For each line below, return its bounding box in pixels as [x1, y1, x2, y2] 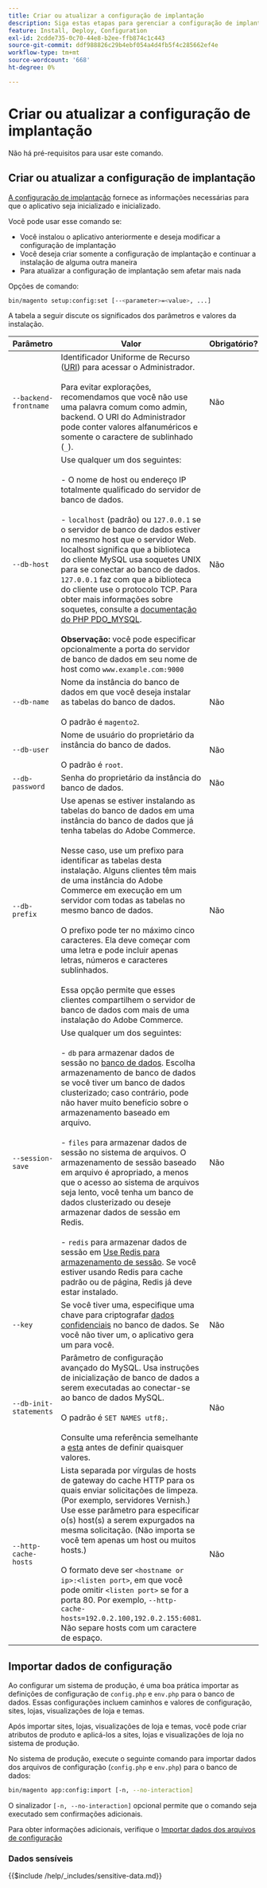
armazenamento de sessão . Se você [60, 1257, 197, 1268]
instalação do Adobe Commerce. [60, 1014, 184, 1025]
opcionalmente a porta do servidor [60, 643, 191, 655]
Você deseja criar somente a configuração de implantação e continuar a [19, 249, 257, 258]
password [12, 782, 45, 792]
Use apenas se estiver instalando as [60, 795, 195, 806]
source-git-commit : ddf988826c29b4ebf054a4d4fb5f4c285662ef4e [8, 41, 219, 49]
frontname [12, 402, 49, 411]
